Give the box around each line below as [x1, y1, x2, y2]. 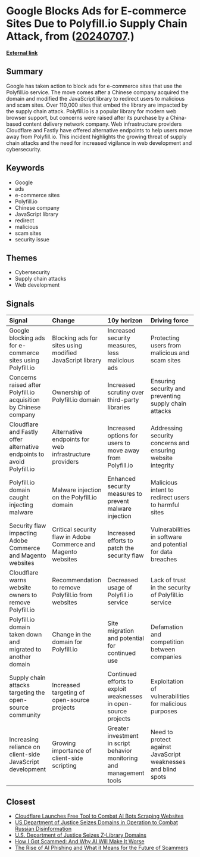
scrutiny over [107, 389, 145, 397]
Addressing [151, 424, 183, 433]
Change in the [52, 631, 92, 639]
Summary [6, 67, 43, 77]
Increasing [9, 735, 39, 744]
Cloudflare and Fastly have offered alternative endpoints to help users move [6, 126, 192, 133]
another [9, 653, 32, 661]
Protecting [151, 334, 180, 342]
